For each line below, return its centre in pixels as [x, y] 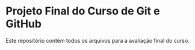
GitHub [23, 24]
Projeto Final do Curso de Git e [83, 11]
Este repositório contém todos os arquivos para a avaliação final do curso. [98, 40]
